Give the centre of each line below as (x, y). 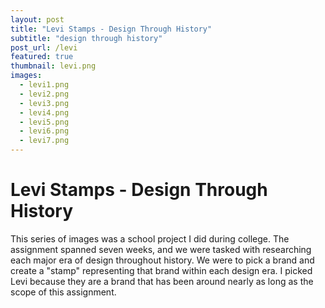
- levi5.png (44, 122)
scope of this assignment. (63, 292)
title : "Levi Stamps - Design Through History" (111, 29)
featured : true (42, 57)
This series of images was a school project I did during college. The (150, 238)
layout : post (37, 19)
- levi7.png (44, 141)
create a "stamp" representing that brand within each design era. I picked (161, 270)
